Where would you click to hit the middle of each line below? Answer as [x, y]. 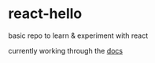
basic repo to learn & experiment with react [78, 35]
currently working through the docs [66, 50]
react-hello [45, 14]
